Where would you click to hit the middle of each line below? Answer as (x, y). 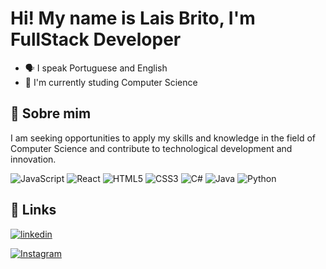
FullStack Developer (96, 39)
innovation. (33, 159)
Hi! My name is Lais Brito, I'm (133, 18)
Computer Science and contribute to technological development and (151, 148)
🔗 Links (33, 210)
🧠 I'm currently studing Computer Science (111, 82)
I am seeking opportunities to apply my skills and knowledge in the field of (163, 138)
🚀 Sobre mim (51, 113)
